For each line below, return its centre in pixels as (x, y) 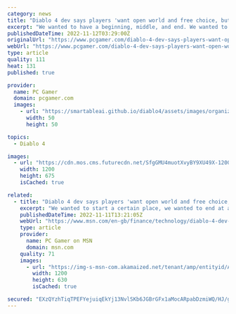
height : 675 (37, 176)
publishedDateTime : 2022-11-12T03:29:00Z (69, 33)
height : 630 (50, 280)
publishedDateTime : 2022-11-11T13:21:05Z (81, 215)
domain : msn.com (50, 247)
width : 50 (40, 118)
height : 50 (42, 124)
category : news (29, 14)
